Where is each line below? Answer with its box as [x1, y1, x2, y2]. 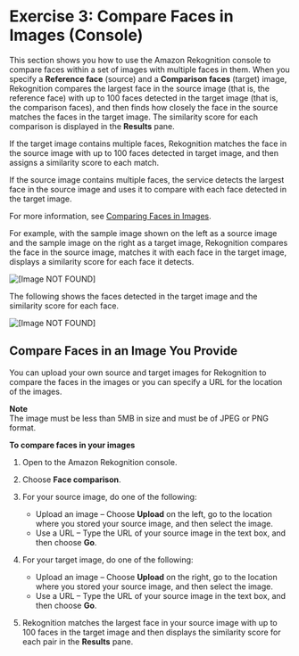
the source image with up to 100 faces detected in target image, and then [9, 147, 279, 158]
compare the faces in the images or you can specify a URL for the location [9, 376, 283, 387]
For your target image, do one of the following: [21, 554, 194, 565]
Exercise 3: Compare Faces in [9, 6, 234, 27]
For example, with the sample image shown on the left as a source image [9, 227, 278, 238]
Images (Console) [9, 25, 144, 45]
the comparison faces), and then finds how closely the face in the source [9, 102, 278, 112]
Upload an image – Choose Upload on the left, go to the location [35, 508, 272, 519]
